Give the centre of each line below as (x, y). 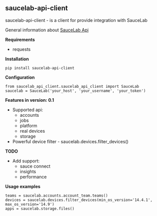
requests (21, 49)
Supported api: (28, 110)
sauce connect (35, 166)
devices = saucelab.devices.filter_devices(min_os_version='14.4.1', (79, 200)
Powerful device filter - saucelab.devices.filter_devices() (70, 141)
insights (28, 171)
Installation (17, 59)
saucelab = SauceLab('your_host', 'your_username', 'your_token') (76, 91)
